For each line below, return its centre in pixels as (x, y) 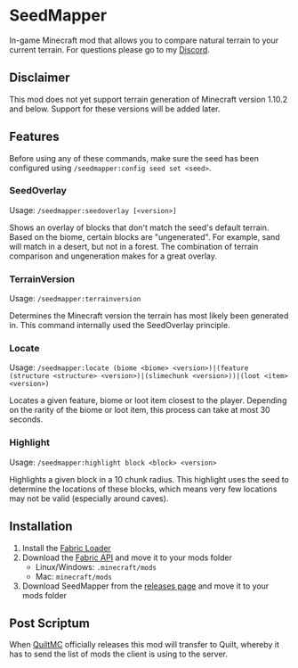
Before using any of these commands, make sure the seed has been (134, 158)
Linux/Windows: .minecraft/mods (96, 566)
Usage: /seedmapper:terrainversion (75, 299)
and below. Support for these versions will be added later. (115, 109)
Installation (41, 527)
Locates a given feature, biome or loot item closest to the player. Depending (148, 400)
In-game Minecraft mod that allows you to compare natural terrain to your (144, 40)
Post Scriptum (50, 623)
